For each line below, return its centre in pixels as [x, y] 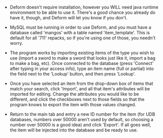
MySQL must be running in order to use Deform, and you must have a [81, 27]
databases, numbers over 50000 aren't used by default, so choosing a [81, 119]
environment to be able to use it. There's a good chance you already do [82, 12]
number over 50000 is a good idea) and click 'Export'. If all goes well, [81, 125]
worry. [16, 43]
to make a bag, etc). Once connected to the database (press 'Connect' [82, 63]
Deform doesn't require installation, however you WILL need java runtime [84, 7]
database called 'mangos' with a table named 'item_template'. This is [80, 33]
